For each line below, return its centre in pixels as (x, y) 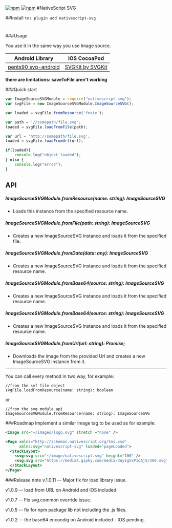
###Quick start (21, 90)
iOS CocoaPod (86, 58)
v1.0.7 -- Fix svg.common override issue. (48, 500)
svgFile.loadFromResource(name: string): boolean (59, 390)
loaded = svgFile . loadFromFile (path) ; (47, 127)
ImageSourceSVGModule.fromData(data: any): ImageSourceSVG (77, 253)
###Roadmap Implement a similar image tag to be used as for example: (81, 423)
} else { (15, 160)
